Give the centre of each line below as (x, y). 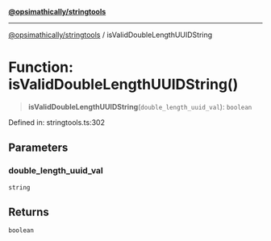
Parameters (38, 148)
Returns (29, 212)
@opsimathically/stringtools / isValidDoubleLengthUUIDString (110, 35)
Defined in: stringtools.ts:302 (56, 122)
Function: (41, 67)
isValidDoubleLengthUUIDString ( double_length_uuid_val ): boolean (140, 106)
